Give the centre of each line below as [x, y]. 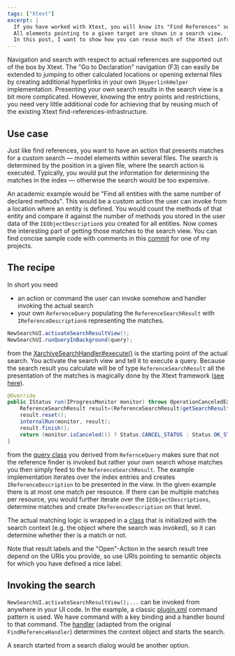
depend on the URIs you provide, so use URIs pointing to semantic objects [114, 556]
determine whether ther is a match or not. [67, 535]
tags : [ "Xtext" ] [31, 14]
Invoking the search [51, 585]
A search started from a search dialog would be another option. [99, 646]
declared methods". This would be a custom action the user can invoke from [117, 201]
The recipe [31, 268]
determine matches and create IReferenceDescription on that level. [105, 506]
